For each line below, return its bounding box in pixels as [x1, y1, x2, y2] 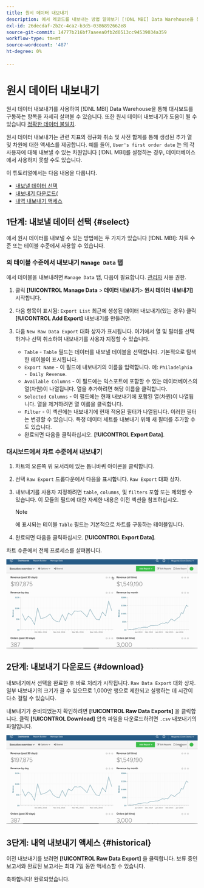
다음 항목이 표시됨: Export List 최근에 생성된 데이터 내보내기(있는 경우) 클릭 [15, 307, 196, 314]
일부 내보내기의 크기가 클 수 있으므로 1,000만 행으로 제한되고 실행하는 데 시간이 [6, 686, 193, 694]
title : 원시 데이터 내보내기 [6, 10, 69, 16]
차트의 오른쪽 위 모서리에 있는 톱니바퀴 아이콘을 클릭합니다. [15, 463, 155, 470]
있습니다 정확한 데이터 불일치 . [6, 120, 76, 127]
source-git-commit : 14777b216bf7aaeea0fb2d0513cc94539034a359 [6, 29, 167, 35]
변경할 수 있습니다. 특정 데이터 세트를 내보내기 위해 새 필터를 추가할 [30, 415, 189, 423]
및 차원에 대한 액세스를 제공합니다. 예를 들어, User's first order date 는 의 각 [6, 141, 195, 148]
